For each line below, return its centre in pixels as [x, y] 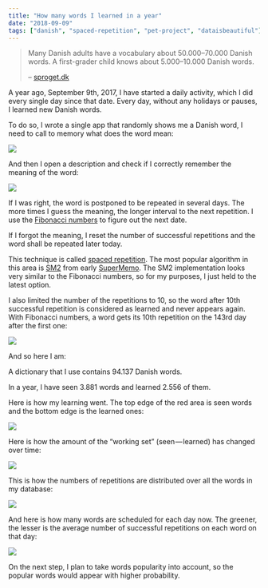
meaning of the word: [43, 173]
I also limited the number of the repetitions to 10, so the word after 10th [124, 300]
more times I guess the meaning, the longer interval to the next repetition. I [131, 212]
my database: [31, 489]
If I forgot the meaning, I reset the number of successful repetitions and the [132, 236]
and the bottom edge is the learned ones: [76, 411]
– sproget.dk [48, 77]
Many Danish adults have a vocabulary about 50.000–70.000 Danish [140, 54]
